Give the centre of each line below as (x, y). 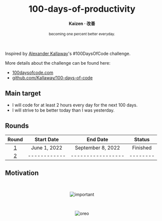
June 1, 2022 (47, 148)
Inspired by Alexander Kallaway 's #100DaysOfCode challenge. (68, 54)
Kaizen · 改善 (82, 24)
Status (142, 140)
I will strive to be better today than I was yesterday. (63, 110)
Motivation (22, 173)
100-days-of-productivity (82, 9)
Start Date (47, 140)
